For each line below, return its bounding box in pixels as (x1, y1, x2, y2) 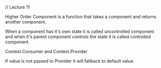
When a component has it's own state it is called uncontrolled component (5, 29, 154, 34)
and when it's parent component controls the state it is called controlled (5, 34, 151, 39)
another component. (5, 19, 47, 25)
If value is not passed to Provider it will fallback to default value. (5, 58, 134, 64)
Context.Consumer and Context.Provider (5, 49, 88, 54)
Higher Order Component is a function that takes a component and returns (5, 14, 157, 19)
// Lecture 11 (5, 4, 30, 10)
